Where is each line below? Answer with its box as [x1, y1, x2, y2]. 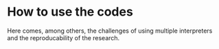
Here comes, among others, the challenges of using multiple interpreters [7, 27, 213, 35]
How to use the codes [7, 4, 134, 20]
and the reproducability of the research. [7, 33, 120, 42]
